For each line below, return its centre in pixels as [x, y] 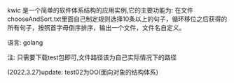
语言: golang [25, 43]
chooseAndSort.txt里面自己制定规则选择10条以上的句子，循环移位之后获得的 [117, 19]
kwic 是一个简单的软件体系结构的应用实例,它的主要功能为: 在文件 [101, 10]
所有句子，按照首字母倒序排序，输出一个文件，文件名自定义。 [96, 28]
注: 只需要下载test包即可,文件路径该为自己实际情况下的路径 [92, 57]
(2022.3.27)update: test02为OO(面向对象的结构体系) [83, 72]
